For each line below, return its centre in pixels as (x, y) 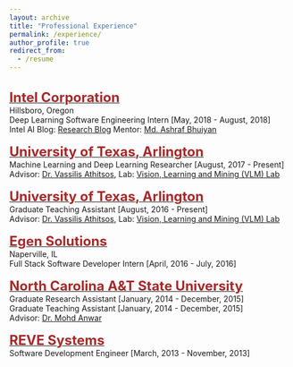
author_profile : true (50, 43)
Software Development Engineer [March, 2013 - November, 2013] (130, 353)
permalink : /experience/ (55, 34)
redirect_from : (38, 51)
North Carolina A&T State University (126, 286)
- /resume (35, 59)
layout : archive (39, 17)
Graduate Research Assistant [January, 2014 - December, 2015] (126, 299)
